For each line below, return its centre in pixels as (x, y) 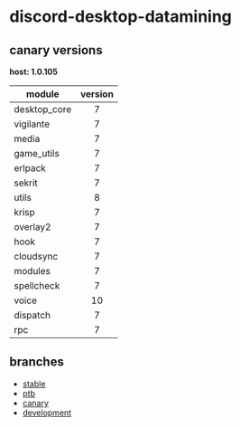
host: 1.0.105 (34, 71)
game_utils (37, 153)
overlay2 (32, 227)
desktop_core (43, 109)
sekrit (26, 183)
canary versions (56, 50)
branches (37, 362)
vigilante (32, 124)
